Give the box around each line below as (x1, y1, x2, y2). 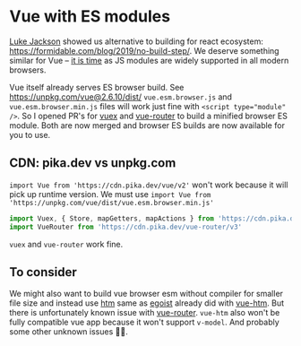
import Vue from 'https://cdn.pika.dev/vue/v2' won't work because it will (9, 179, 288, 190)
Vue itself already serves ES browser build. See (9, 82, 185, 92)
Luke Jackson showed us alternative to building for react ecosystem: (9, 36, 264, 47)
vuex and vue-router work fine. (9, 238, 124, 249)
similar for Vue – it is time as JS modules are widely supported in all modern (9, 55, 289, 65)
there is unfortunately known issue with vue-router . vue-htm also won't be (9, 307, 280, 318)
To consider (9, 264, 78, 280)
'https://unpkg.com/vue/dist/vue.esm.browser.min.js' (9, 198, 215, 207)
